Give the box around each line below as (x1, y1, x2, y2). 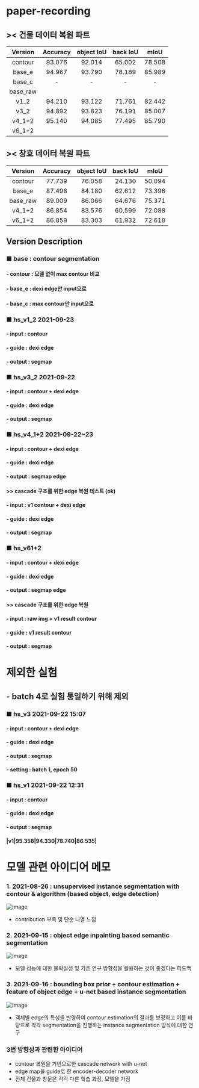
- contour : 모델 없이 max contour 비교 (6, 270, 100, 278)
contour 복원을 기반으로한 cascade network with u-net (14, 1060, 147, 1068)
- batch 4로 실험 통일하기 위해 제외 (6, 691, 129, 702)
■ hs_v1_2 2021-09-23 (6, 315, 74, 323)
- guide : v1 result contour (6, 629, 72, 636)
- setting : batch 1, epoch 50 (6, 766, 78, 773)
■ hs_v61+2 (6, 544, 42, 552)
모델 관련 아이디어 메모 (6, 860, 111, 874)
